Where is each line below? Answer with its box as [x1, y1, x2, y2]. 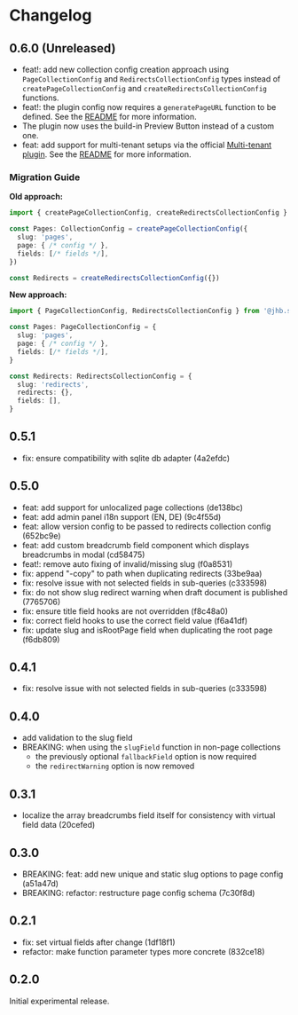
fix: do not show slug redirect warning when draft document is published [21, 586, 288, 597]
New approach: [9, 289, 67, 300]
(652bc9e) [21, 530, 61, 541]
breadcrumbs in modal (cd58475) [21, 549, 145, 560]
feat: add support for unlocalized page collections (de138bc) [21, 502, 244, 513]
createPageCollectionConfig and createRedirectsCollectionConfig [21, 83, 268, 93]
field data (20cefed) [21, 820, 96, 830]
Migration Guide [9, 170, 81, 183]
